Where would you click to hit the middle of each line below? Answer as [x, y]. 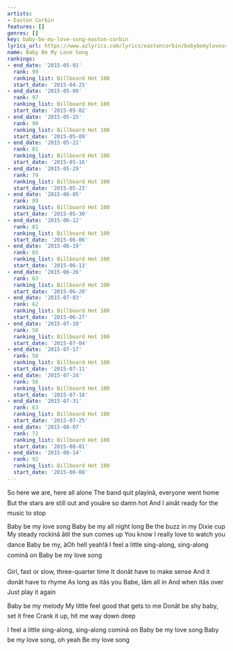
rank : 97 [26, 98]
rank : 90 [26, 123]
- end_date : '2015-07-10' [44, 324]
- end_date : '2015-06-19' [44, 246]
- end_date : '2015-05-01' [44, 65]
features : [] [26, 26]
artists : [20, 14]
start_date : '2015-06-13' [51, 265]
